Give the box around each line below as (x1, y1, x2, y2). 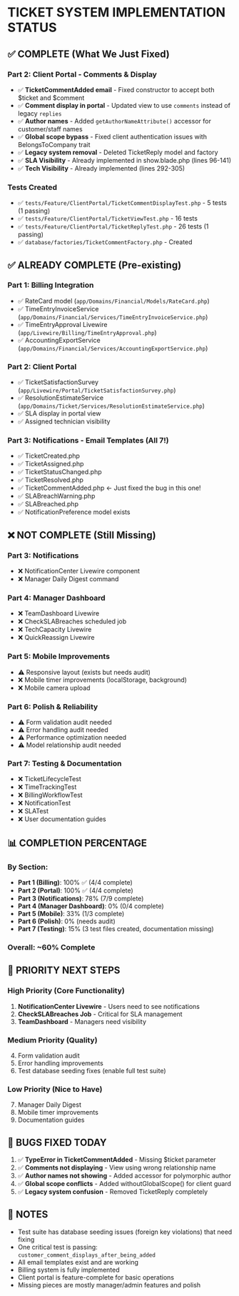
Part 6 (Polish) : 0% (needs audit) (17, 917, 116, 925)
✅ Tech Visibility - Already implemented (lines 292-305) (17, 164, 185, 172)
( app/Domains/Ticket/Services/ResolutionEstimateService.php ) (17, 401, 205, 411)
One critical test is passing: (17, 1242, 98, 1251)
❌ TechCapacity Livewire (17, 626, 92, 634)
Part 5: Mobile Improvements (7, 651, 111, 661)
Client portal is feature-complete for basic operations (17, 1272, 175, 1282)
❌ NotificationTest (17, 799, 71, 808)
